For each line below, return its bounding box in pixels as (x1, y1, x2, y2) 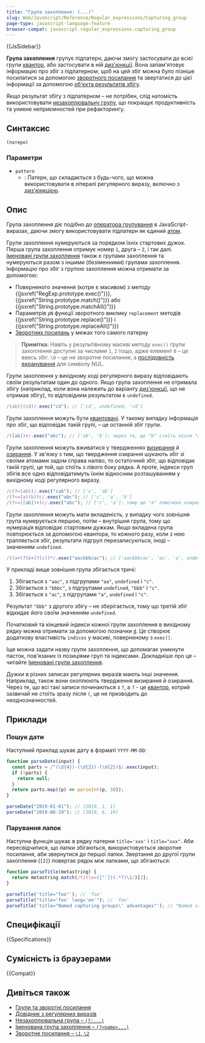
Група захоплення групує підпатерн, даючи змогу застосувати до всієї (6, 54, 193, 62)
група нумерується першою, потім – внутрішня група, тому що (6, 517, 171, 525)
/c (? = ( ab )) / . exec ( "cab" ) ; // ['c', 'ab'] (6, 488, 113, 494)
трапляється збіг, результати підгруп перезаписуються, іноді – (6, 536, 170, 544)
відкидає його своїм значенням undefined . (6, 609, 117, 616)
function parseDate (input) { (6, 759, 81, 765)
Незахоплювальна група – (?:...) (15, 1016, 105, 1024)
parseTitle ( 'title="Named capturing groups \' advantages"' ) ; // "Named (6, 902, 192, 908)
